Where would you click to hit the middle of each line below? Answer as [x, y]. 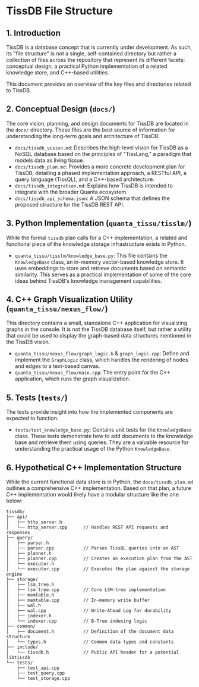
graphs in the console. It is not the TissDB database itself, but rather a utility [99, 329]
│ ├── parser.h [28, 543]
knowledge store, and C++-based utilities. [58, 72]
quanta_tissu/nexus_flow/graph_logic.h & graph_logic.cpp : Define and [102, 354]
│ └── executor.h [30, 564]
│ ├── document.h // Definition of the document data [90, 632]
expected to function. [32, 419]
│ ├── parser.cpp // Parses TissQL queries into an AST [93, 548]
